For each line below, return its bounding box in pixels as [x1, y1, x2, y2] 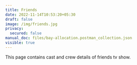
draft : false [5, 17, 33, 22]
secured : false [10, 31, 42, 36]
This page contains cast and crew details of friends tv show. [5, 54, 131, 60]
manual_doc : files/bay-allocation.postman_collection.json [5, 36, 132, 41]
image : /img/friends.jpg [5, 21, 58, 27]
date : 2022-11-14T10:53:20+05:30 [5, 12, 76, 17]
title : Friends [5, 7, 37, 13]
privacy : [5, 26, 24, 31]
